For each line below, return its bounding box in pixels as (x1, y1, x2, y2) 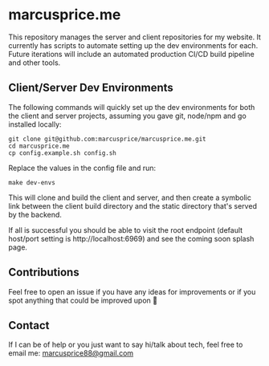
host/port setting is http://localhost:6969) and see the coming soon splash (8, 234, 255, 243)
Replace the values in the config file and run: (8, 163, 157, 173)
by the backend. (8, 209, 63, 219)
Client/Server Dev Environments (8, 81, 174, 95)
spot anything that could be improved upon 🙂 (8, 295, 158, 305)
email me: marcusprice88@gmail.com (8, 348, 134, 358)
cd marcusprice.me (8, 142, 70, 150)
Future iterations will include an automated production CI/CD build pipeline (8, 49, 255, 59)
